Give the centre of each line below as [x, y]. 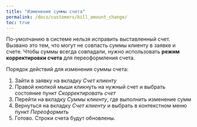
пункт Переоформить [41, 112]
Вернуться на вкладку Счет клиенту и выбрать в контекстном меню [101, 106]
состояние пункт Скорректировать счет [65, 93]
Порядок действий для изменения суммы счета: [67, 69]
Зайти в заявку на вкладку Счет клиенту [66, 81]
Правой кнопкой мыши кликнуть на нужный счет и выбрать [90, 87]
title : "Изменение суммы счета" [46, 11]
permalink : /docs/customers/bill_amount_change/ [67, 17]
